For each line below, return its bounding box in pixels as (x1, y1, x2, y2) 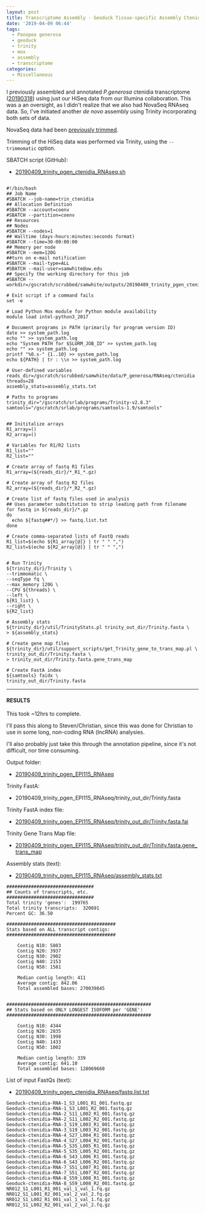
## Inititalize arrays (6, 421, 64, 427)
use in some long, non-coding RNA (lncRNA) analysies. (6, 729, 145, 736)
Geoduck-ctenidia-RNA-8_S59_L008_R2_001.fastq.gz (6, 1180, 135, 1187)
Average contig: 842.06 (17, 980, 78, 986)
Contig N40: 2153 (17, 959, 62, 965)
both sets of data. (6, 114, 51, 122)
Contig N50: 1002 (17, 1045, 62, 1051)
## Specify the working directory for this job (6, 271, 130, 277)
